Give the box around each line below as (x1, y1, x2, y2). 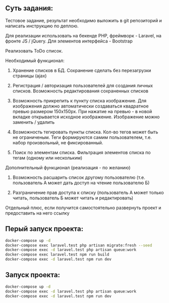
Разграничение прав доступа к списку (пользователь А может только (12, 189, 164, 195)
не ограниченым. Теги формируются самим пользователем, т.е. (12, 134, 152, 140)
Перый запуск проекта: (5, 225, 84, 233)
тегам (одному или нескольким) (12, 155, 83, 161)
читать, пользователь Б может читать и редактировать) (12, 194, 134, 201)
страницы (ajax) (12, 73, 47, 79)
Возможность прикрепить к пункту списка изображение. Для (12, 97, 147, 104)
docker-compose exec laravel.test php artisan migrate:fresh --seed (5, 242, 152, 248)
